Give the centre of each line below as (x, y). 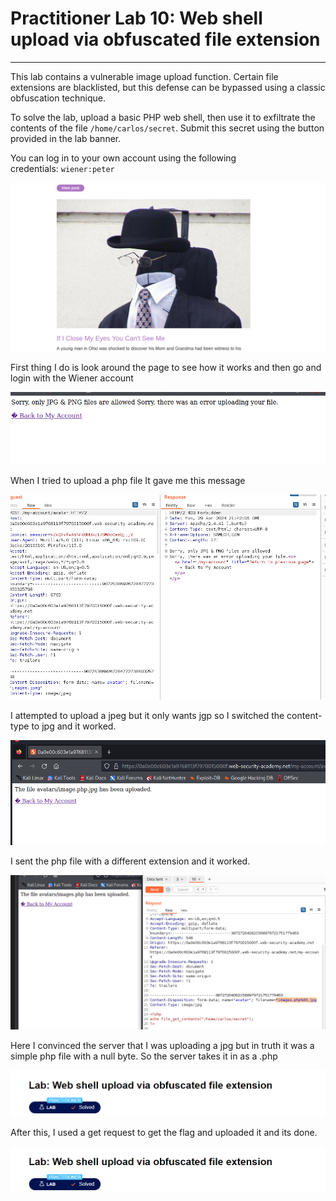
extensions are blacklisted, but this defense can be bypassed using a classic (168, 87)
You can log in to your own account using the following (123, 158)
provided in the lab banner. (66, 138)
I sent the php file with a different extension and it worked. (130, 861)
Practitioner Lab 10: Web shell (136, 18)
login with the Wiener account (72, 378)
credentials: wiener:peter (62, 168)
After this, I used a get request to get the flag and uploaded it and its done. (164, 1133)
